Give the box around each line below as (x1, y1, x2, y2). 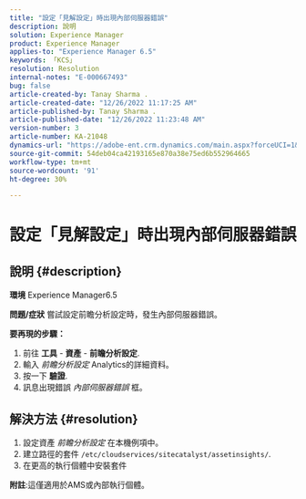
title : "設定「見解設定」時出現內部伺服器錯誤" (9, 13, 168, 23)
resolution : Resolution (9, 65, 100, 74)
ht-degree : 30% (9, 174, 67, 183)
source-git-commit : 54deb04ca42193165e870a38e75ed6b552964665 (9, 149, 250, 158)
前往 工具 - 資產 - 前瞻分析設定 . (22, 348, 140, 359)
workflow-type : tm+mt (9, 157, 92, 167)
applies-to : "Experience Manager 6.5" (9, 47, 157, 57)
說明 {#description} (9, 264, 123, 279)
